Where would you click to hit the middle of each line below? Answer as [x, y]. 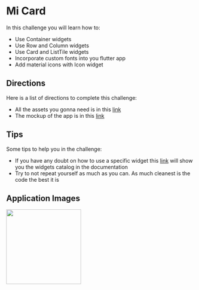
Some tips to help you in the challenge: [54, 149]
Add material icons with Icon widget [59, 65]
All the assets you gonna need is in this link [68, 109]
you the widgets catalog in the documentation [71, 167]
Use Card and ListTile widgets [52, 51]
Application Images [43, 198]
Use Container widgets [43, 39]
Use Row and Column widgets [52, 45]
